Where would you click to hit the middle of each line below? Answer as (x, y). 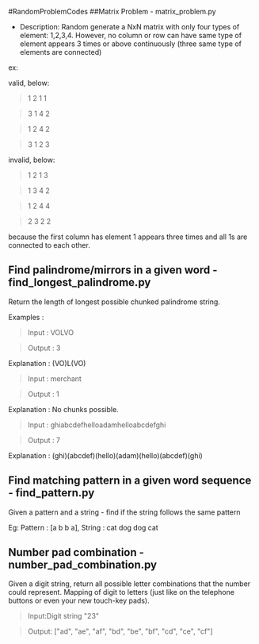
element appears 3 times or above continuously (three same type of (131, 44)
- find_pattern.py (51, 493)
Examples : (26, 317)
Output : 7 (44, 440)
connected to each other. (50, 245)
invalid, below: (32, 160)
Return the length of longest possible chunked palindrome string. (114, 302)
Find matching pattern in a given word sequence (130, 481)
